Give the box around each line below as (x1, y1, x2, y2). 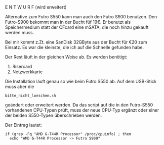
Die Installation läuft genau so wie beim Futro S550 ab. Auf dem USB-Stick (5, 79, 157, 84)
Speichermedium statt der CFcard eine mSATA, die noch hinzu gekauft (5, 24, 149, 30)
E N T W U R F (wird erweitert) (5, 4, 67, 10)
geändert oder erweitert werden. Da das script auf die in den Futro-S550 (5, 102, 153, 108)
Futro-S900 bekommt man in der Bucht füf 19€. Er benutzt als (5, 19, 131, 25)
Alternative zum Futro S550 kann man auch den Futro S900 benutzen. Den (5, 14, 157, 19)
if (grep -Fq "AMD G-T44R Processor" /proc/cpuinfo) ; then (5, 132, 132, 137)
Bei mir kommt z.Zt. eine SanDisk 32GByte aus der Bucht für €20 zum (5, 39, 147, 45)
